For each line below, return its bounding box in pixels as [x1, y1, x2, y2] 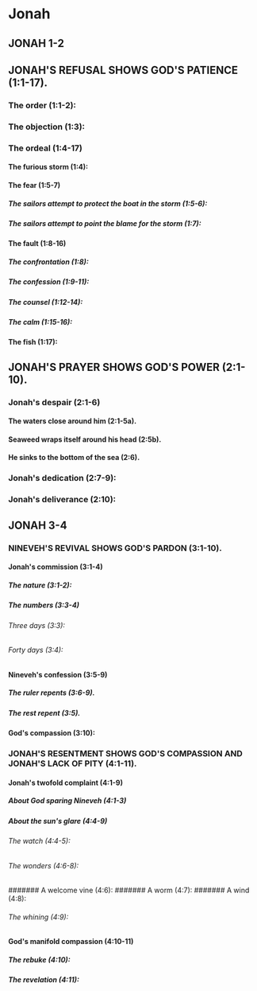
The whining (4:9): [8, 912, 69, 922]
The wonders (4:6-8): [8, 860, 79, 870]
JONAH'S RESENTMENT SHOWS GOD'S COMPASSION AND [8, 748, 244, 759]
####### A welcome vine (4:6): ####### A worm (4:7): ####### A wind [8, 885, 250, 895]
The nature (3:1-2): [8, 580, 72, 590]
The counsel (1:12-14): [8, 297, 83, 306]
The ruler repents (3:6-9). [8, 688, 95, 697]
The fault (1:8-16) [8, 239, 67, 248]
